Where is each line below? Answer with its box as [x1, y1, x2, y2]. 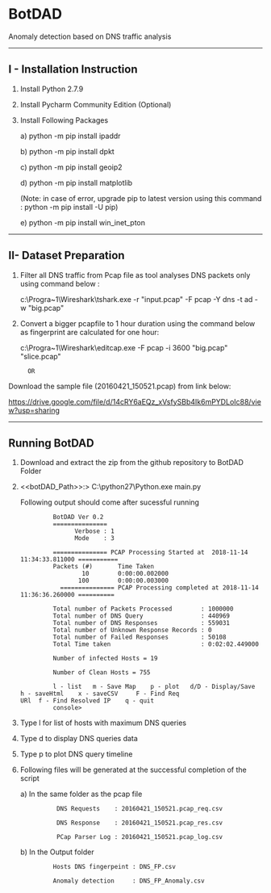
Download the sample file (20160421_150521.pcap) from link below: [8, 381, 231, 391]
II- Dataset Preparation [8, 249, 125, 262]
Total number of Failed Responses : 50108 [52, 633, 227, 642]
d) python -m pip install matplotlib [19, 178, 133, 187]
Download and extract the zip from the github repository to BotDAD [19, 458, 244, 467]
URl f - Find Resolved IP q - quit [19, 697, 155, 705]
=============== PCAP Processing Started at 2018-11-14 [52, 548, 248, 557]
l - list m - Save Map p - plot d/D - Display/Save [52, 683, 256, 691]
